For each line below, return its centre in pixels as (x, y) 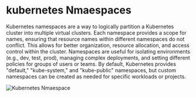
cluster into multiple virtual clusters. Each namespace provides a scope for (96, 32)
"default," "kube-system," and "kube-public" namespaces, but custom (91, 70)
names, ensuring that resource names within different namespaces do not (95, 39)
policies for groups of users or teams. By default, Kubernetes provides (91, 64)
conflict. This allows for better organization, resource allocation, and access (98, 45)
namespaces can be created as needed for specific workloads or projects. (96, 76)
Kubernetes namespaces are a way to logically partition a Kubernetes (90, 26)
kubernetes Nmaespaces (69, 10)
